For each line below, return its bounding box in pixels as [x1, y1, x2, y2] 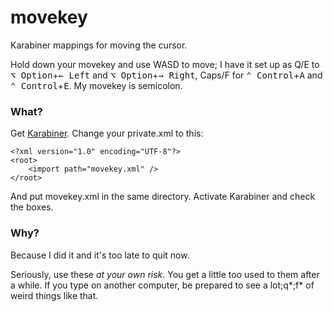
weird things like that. [10, 289, 99, 301]
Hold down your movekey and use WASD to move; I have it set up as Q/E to [10, 58, 320, 70]
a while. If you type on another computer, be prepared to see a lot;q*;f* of [10, 279, 315, 291]
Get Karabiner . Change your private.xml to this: [10, 127, 204, 140]
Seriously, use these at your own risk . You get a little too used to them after [10, 268, 320, 280]
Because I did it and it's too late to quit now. [10, 249, 190, 261]
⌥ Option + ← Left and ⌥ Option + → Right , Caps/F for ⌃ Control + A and [10, 69, 323, 81]
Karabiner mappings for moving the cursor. [10, 39, 188, 51]
